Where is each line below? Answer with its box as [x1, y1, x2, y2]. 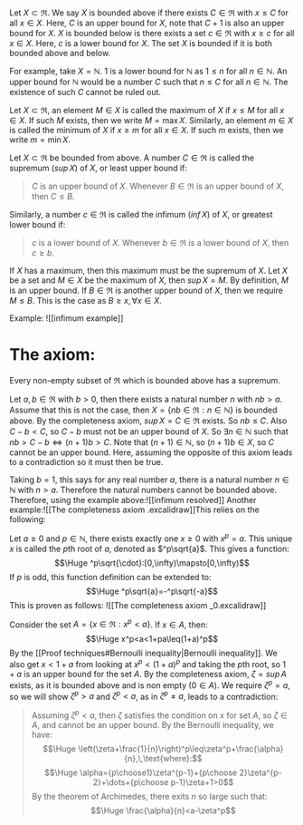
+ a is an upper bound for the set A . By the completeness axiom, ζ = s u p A [9, 668, 287, 679]
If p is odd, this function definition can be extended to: [9, 571, 212, 582]
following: [9, 513, 46, 524]
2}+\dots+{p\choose [92, 776, 169, 787]
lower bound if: [9, 219, 66, 229]
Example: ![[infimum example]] [9, 313, 124, 324]
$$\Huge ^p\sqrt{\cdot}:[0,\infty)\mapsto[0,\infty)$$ [53, 557, 251, 568]
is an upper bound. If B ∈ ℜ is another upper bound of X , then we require [9, 285, 283, 296]
